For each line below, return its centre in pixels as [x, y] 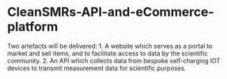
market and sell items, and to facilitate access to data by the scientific [108, 53]
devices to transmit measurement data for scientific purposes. [97, 68]
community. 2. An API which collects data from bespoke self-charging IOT [114, 60]
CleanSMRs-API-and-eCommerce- [111, 12]
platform [32, 27]
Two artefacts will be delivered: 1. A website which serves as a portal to [110, 46]
